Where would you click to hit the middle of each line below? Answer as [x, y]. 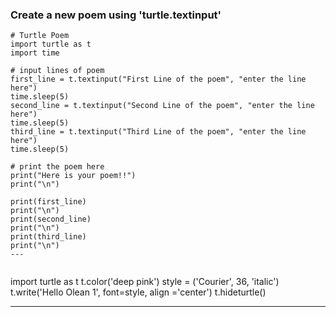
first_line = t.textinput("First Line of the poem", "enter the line [158, 79]
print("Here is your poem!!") [73, 176]
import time [35, 53]
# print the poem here [57, 167]
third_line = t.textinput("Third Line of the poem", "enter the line [158, 132]
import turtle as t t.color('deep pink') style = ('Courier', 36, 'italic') [145, 282]
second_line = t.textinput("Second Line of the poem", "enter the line [162, 106]
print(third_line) [48, 237]
